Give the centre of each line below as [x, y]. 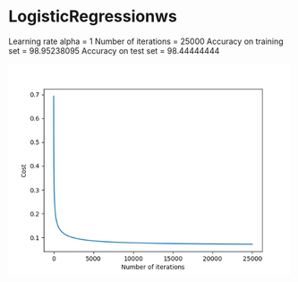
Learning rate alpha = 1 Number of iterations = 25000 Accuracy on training [146, 41]
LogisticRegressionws [93, 17]
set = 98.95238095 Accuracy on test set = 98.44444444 [114, 50]
